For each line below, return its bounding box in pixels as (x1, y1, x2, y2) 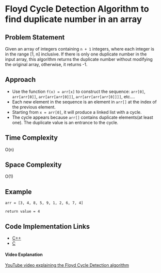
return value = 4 (5, 209, 40, 214)
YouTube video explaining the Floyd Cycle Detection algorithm (5, 262, 129, 268)
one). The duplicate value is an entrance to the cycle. (12, 119, 119, 125)
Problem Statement (5, 33, 65, 41)
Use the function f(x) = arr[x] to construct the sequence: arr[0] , (12, 89, 145, 94)
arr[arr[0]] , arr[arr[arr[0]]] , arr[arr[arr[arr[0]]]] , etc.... (12, 93, 135, 99)
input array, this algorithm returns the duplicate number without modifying (5, 56, 153, 62)
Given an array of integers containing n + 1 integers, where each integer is (5, 46, 154, 52)
